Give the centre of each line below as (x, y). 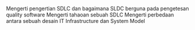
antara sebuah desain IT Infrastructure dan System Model (76, 21)
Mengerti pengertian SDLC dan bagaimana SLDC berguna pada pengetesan (97, 9)
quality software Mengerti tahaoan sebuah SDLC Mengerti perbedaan (90, 15)
